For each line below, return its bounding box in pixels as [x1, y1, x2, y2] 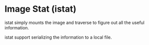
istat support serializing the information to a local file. [4, 34, 112, 40]
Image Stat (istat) [4, 3, 76, 15]
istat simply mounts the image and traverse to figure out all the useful [4, 20, 145, 25]
